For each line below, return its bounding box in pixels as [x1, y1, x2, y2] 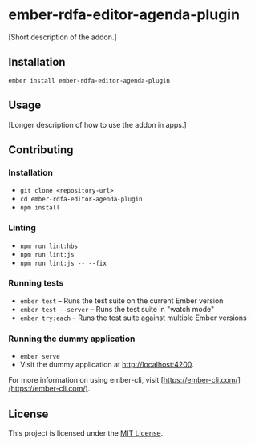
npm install [19, 204, 60, 212]
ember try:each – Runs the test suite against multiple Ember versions [19, 313, 247, 322]
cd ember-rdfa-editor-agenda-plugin [19, 195, 143, 204]
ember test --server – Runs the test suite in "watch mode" [19, 304, 215, 314]
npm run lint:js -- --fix [19, 259, 107, 267]
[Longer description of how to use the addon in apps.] [8, 120, 187, 129]
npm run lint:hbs [19, 242, 79, 250]
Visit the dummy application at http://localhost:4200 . [19, 359, 194, 370]
